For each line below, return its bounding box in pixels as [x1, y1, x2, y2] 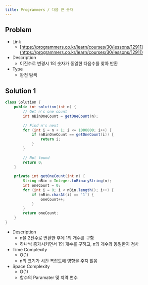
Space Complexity [12, 263, 50, 269]
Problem [5, 26, 32, 34]
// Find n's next [23, 123, 58, 128]
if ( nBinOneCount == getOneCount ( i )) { [31, 132, 114, 137]
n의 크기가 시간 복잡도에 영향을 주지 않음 [19, 258, 98, 264]
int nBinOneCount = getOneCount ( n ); [23, 114, 99, 119]
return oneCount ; [23, 211, 58, 216]
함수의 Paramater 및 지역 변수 [19, 274, 78, 281]
